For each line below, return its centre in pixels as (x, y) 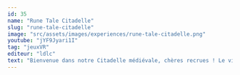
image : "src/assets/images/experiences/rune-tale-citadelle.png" (106, 34)
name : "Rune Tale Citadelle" (51, 21)
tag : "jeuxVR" (29, 47)
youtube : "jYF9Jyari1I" (43, 41)
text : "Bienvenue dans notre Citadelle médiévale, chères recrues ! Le (116, 61)
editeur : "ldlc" (31, 54)
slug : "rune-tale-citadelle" (51, 27)
